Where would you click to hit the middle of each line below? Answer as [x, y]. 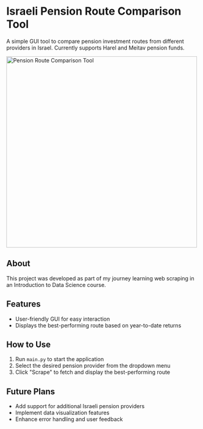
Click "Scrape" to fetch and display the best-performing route [93, 372]
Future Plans [31, 391]
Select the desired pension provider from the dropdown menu [93, 366]
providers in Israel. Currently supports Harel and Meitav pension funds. [95, 48]
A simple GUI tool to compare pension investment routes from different [95, 41]
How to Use [29, 344]
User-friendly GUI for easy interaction [62, 319]
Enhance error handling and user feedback [69, 419]
